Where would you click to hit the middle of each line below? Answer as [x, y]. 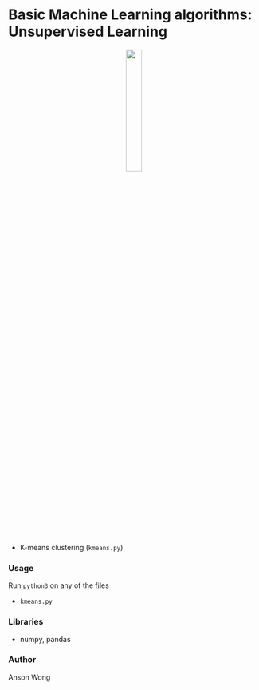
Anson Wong [29, 677]
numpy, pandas [45, 639]
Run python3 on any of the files [59, 585]
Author [22, 660]
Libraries [26, 622]
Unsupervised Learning [88, 32]
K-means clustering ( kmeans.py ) [71, 547]
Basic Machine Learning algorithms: [130, 15]
